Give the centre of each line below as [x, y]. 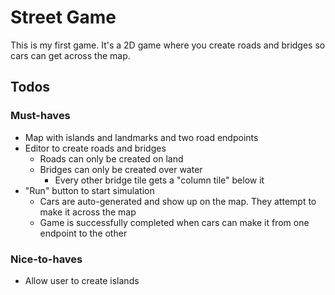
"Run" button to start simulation [89, 190]
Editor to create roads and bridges [95, 148]
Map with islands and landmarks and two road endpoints [141, 137]
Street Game [63, 17]
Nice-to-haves [46, 259]
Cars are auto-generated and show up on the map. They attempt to [178, 201]
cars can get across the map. [70, 55]
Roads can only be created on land [111, 158]
